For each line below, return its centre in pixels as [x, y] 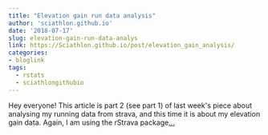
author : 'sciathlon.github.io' [61, 23]
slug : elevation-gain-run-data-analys [73, 38]
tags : [17, 68]
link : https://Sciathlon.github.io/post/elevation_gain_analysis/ [122, 46]
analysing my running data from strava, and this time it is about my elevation [134, 113]
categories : [28, 53]
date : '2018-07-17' [41, 30]
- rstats [30, 75]
